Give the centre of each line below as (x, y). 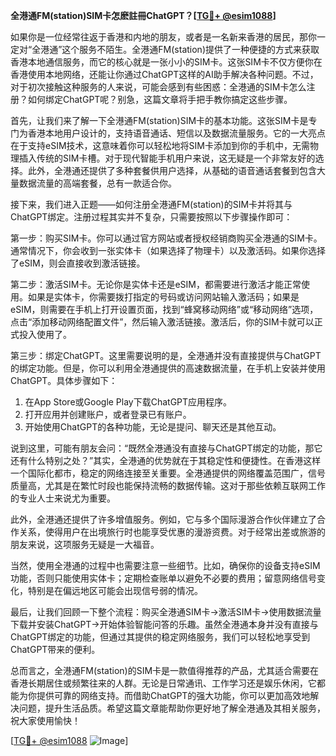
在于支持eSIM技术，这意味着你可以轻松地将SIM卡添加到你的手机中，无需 (160, 145)
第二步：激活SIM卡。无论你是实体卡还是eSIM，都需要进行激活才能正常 (156, 284)
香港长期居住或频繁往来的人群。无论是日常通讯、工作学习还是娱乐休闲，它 (163, 683)
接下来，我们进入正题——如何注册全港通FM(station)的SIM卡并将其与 (151, 204)
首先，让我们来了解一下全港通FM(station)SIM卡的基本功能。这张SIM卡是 (159, 120)
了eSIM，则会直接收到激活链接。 (78, 263)
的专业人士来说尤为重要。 (63, 498)
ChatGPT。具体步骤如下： (64, 380)
